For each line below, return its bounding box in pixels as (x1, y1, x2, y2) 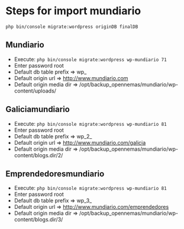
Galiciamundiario (5, 104, 70, 114)
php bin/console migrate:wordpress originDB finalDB (5, 24, 138, 30)
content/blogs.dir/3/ (14, 216, 63, 223)
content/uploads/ (14, 87, 57, 94)
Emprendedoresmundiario (5, 168, 105, 179)
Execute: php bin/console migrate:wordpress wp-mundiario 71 (14, 55, 167, 63)
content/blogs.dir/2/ (14, 151, 63, 158)
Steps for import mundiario (5, 4, 141, 18)
